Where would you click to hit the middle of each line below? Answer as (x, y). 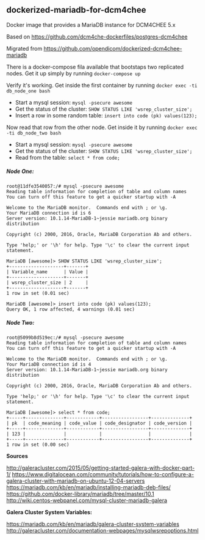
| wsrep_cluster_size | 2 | (47, 283)
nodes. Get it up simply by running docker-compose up (74, 73)
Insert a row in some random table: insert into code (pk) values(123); (106, 115)
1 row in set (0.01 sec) (38, 293)
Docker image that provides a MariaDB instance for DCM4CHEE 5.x (91, 24)
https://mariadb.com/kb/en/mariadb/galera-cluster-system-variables (93, 524)
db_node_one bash (28, 91)
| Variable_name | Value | (47, 272)
